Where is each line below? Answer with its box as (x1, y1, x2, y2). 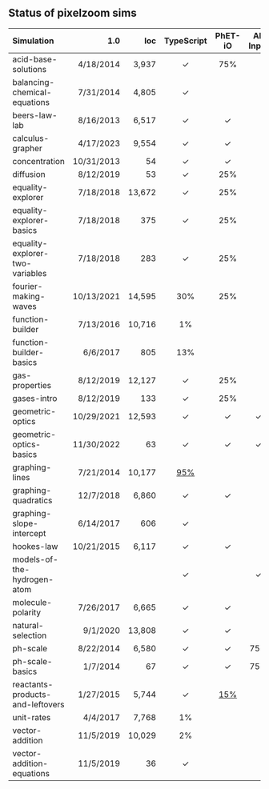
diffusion (12, 168, 46, 179)
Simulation (12, 35, 54, 46)
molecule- (12, 596, 52, 607)
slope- (12, 518, 38, 529)
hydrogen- (12, 574, 54, 585)
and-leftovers (12, 699, 66, 710)
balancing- (12, 76, 54, 87)
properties (12, 379, 52, 390)
